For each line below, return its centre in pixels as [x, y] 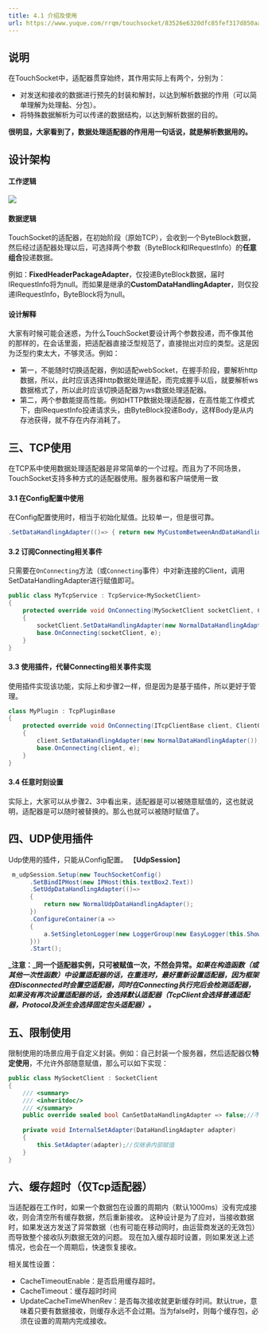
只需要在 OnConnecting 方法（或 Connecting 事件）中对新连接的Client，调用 [126, 570]
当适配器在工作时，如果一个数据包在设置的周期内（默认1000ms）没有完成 [129, 1207]
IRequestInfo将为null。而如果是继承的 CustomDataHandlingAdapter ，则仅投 [134, 285]
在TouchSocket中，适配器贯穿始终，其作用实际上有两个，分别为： [117, 78]
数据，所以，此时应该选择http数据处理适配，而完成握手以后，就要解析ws [139, 381]
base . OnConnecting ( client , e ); [89, 748]
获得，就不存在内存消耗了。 [79, 420]
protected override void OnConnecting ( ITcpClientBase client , [128, 726]
